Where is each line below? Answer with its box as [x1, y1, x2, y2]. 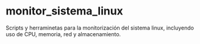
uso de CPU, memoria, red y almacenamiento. [5, 30, 121, 37]
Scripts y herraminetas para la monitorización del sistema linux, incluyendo [5, 24, 195, 31]
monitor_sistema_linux [5, 4, 123, 18]
